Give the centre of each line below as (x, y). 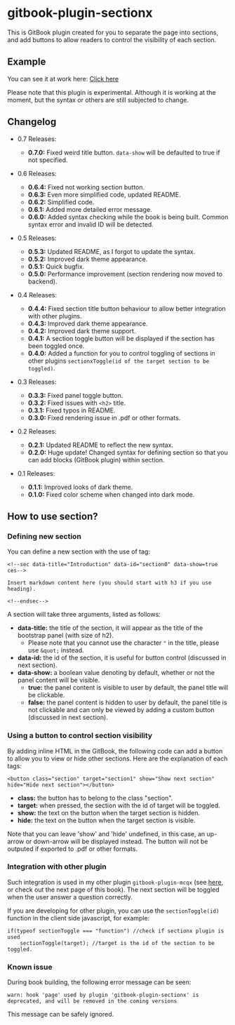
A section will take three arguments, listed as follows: (84, 615)
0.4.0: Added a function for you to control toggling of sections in (121, 353)
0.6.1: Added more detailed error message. (90, 209)
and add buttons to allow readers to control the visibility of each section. (112, 39)
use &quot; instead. (56, 650)
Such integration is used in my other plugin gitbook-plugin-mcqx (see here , (115, 882)
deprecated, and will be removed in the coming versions (92, 1001)
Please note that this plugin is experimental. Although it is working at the (112, 92)
